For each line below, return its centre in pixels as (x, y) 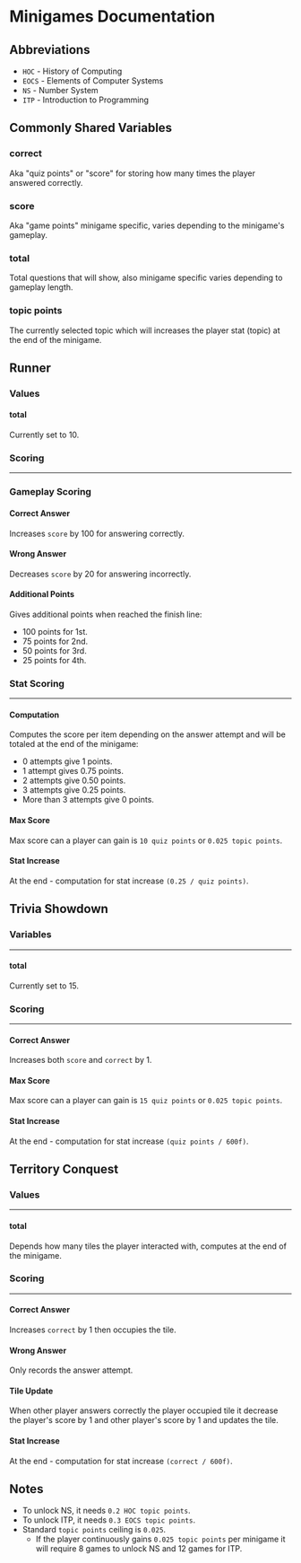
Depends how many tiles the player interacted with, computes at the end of (148, 1246)
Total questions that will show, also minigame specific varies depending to (146, 278)
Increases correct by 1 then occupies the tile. (93, 1330)
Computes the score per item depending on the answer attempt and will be (148, 734)
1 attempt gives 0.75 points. (73, 771)
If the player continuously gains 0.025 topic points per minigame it (160, 1539)
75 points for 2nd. (55, 641)
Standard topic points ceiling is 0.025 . (94, 1530)
